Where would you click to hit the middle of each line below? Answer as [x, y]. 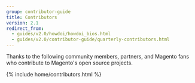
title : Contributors [32, 17]
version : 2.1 [22, 23]
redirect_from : [25, 28]
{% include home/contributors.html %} [54, 74]
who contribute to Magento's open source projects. [69, 63]
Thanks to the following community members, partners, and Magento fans [98, 56]
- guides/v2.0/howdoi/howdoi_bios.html [61, 34]
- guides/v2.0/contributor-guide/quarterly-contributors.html [91, 39]
